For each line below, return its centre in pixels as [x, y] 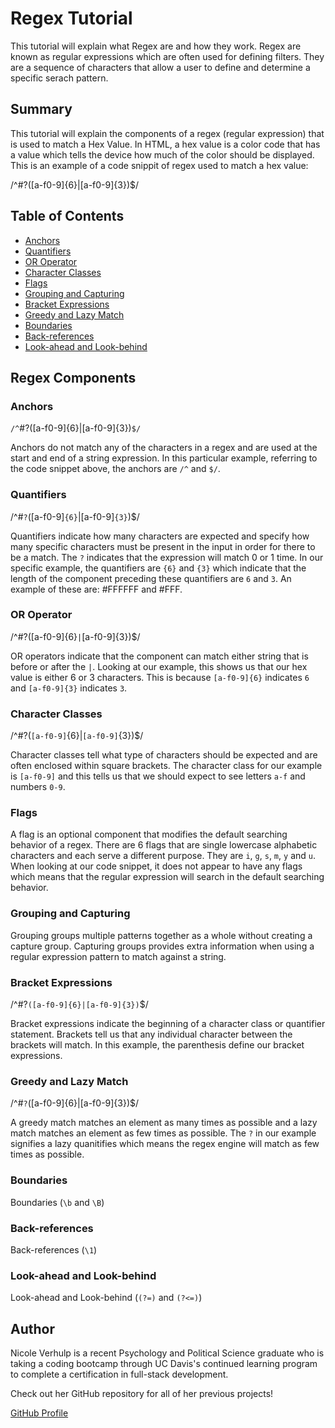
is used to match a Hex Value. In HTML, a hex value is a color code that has [165, 144]
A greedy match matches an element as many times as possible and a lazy [164, 1123]
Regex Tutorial [71, 18]
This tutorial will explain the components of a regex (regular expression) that [167, 133]
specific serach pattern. [59, 78]
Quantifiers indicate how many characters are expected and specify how [160, 536]
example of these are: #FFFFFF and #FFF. [96, 589]
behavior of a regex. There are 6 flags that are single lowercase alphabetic [164, 845]
